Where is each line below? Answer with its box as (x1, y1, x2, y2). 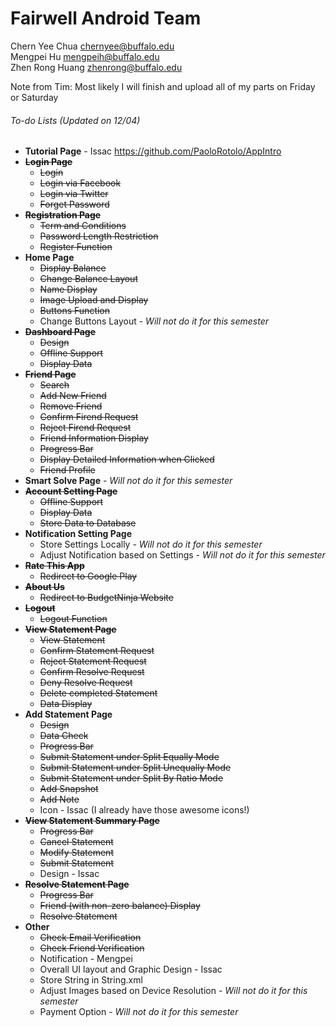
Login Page (24, 156, 73, 168)
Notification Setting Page (24, 528, 132, 540)
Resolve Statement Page (24, 878, 130, 891)
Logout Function (39, 613, 108, 625)
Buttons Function (39, 305, 111, 317)
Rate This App (24, 560, 85, 572)
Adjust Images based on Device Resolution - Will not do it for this (39, 985, 308, 997)
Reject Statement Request (39, 655, 147, 667)
